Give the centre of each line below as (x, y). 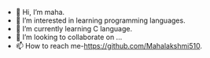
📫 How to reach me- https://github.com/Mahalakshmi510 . (109, 46)
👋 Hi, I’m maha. (40, 12)
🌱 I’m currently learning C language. (74, 29)
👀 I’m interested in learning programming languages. (101, 20)
